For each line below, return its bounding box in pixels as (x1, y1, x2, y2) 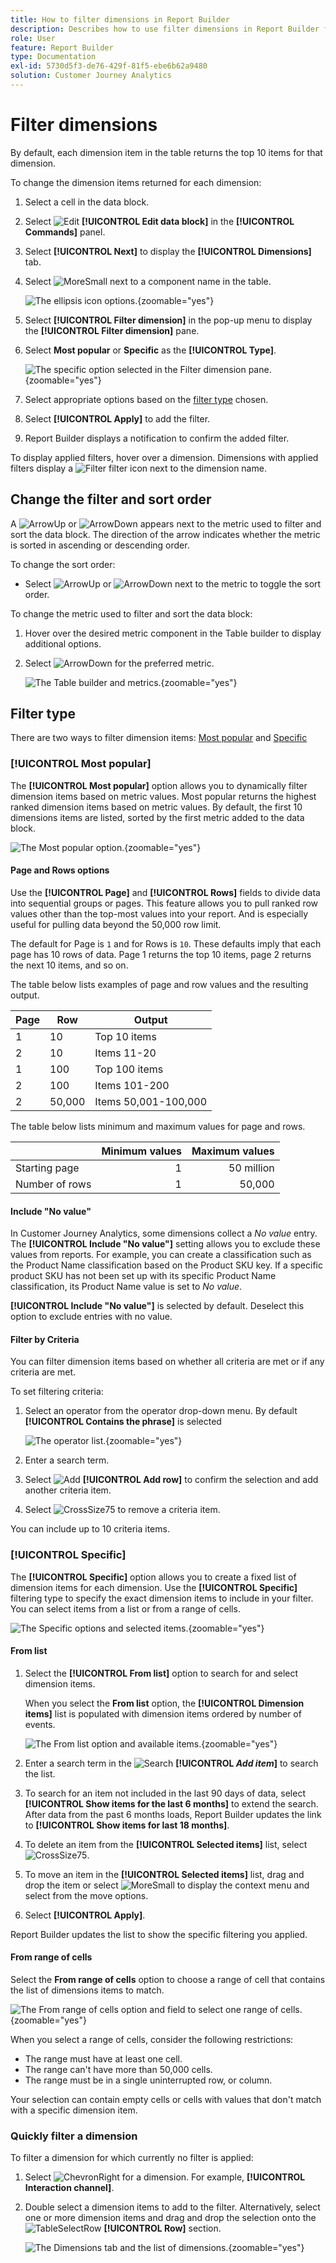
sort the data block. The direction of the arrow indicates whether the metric (10, 528, 321, 540)
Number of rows (15, 1177, 92, 1191)
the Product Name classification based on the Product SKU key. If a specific (10, 1259, 323, 1271)
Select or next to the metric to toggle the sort (24, 577, 322, 590)
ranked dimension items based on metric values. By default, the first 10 (10, 801, 303, 813)
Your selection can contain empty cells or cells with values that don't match (10, 2094, 322, 2106)
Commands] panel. (24, 226, 106, 238)
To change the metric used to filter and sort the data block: (10, 607, 253, 620)
